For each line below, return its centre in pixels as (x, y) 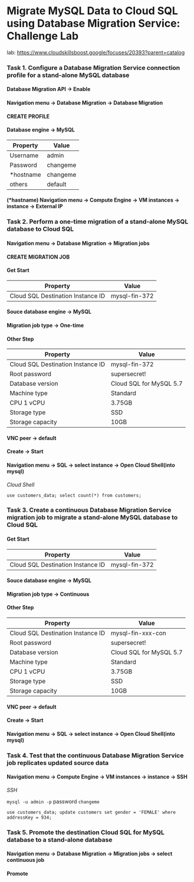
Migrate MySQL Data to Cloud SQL (93, 11)
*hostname (25, 175)
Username (24, 155)
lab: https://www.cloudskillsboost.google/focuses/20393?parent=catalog (96, 52)
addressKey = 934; (29, 818)
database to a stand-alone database (60, 839)
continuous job (26, 860)
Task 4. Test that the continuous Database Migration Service (95, 755)
